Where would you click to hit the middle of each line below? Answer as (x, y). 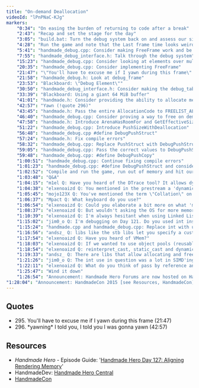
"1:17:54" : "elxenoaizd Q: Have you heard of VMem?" (83, 238)
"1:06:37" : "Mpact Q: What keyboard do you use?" (79, 200)
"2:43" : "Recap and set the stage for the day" (76, 34)
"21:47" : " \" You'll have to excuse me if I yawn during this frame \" (105, 72)
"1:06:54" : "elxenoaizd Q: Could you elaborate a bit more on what (102, 205)
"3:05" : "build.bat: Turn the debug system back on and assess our (102, 39)
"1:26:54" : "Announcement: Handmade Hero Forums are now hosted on (102, 277)
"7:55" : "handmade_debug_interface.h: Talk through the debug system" (106, 56)
